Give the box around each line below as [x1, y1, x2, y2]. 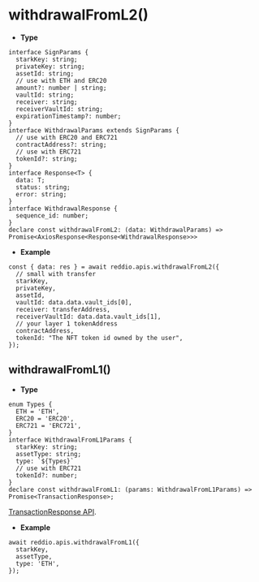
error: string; [15, 190, 67, 198]
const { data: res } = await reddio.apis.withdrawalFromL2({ [8, 262, 220, 271]
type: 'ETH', [15, 559, 60, 567]
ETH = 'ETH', [15, 407, 60, 416]
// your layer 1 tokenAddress [15, 319, 118, 328]
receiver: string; [15, 97, 79, 106]
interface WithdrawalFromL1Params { [8, 436, 132, 444]
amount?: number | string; [15, 84, 107, 92]
